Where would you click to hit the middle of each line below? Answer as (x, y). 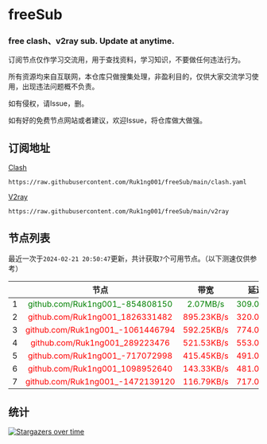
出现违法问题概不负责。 (60, 87)
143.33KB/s (205, 369)
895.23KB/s (205, 317)
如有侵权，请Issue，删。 (48, 103)
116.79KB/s (205, 382)
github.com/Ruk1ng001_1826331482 (100, 317)
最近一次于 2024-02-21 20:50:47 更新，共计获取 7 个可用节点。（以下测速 (122, 259)
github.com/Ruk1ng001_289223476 (101, 343)
